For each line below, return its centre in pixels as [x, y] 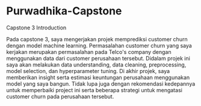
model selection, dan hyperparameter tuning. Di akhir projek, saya [88, 71]
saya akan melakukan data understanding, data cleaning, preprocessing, [96, 65]
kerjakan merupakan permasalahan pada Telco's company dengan [89, 52]
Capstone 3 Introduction [36, 28]
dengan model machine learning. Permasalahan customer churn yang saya [99, 46]
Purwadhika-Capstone [64, 11]
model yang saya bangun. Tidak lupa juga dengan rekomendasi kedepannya [101, 84]
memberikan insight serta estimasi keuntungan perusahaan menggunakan [98, 77]
